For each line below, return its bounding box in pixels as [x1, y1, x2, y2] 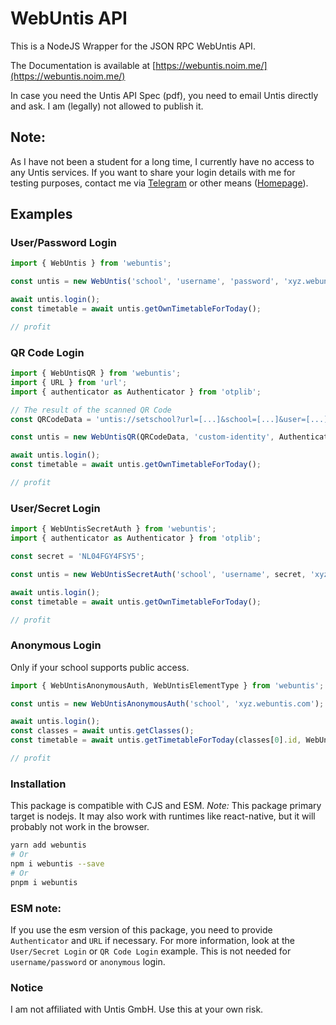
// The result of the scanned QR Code [10, 405, 172, 415]
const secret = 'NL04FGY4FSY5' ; [10, 552, 145, 562]
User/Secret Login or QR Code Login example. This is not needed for [10, 945, 292, 957]
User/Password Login [10, 236, 118, 250]
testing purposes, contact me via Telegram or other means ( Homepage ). [10, 177, 309, 189]
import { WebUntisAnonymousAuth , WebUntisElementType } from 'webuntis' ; [10, 680, 325, 691]
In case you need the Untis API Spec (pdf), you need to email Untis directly [10, 89, 319, 101]
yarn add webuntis [10, 840, 87, 851]
